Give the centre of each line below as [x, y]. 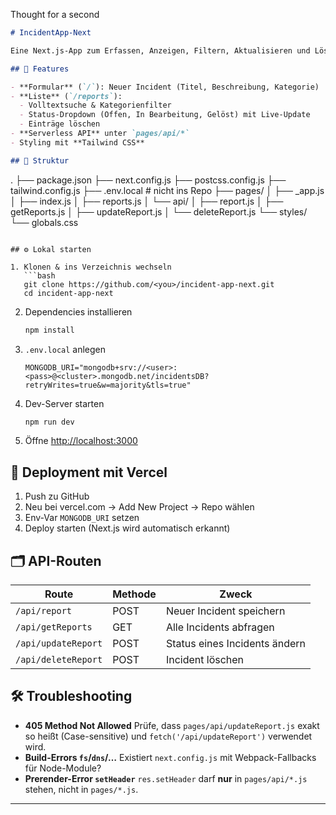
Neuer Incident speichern [225, 611]
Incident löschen [205, 659]
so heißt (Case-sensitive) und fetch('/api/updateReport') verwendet [168, 736]
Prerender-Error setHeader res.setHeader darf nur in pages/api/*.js [166, 778]
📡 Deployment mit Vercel [89, 472]
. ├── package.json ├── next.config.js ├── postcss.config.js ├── [148, 180]
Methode [134, 594]
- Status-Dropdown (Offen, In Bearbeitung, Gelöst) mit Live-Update [165, 115]
